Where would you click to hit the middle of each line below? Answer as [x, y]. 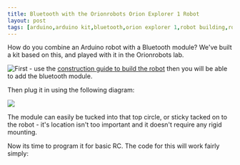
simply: [18, 154]
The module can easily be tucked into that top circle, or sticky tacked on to [117, 117]
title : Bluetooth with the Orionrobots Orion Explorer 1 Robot [104, 14]
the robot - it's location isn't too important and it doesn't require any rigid [115, 124]
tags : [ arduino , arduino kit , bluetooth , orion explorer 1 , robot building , [118, 27]
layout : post [27, 21]
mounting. [22, 132]
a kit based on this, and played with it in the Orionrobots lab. [96, 55]
